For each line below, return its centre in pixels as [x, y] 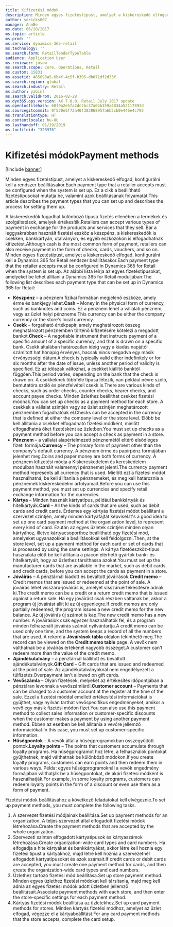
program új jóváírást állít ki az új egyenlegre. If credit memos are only [85, 604]
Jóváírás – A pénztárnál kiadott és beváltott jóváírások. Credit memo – [87, 576]
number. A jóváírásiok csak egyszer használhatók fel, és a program [84, 620]
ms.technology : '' [25, 48]
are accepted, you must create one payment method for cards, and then [89, 865]
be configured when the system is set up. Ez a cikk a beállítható [73, 190]
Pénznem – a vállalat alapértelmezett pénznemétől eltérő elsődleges [85, 440]
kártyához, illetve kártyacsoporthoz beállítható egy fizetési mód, [81, 533]
